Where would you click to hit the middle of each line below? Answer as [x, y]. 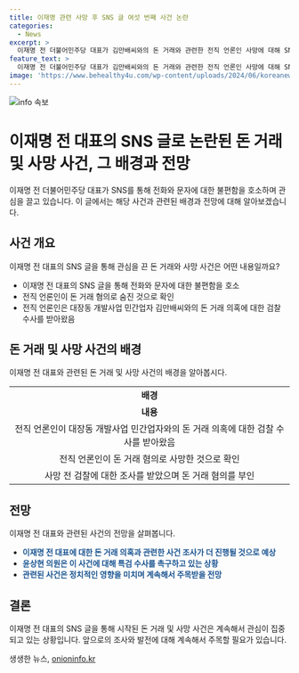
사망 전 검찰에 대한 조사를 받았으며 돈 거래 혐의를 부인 [149, 476]
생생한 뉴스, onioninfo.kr [53, 658]
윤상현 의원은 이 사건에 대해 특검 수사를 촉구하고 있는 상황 [120, 563]
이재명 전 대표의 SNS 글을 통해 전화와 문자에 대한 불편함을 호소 [131, 285]
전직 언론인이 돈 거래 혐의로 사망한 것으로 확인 [149, 459]
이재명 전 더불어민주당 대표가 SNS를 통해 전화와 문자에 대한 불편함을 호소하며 [143, 190]
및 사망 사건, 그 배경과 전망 [100, 164]
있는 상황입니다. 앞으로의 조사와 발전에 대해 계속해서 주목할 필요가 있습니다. [156, 639]
